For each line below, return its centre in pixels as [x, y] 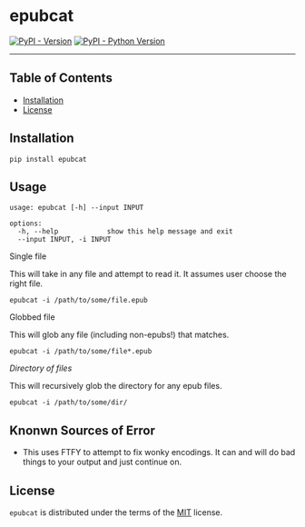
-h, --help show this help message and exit [125, 232]
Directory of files [41, 368]
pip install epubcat [49, 159]
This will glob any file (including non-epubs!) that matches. [119, 335]
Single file [28, 256]
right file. [26, 283]
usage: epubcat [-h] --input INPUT [77, 208]
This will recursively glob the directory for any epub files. [116, 386]
